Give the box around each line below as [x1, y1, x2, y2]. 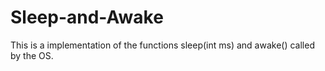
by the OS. [10, 49, 54, 61]
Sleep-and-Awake [10, 6, 164, 29]
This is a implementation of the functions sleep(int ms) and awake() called [10, 39, 315, 51]
